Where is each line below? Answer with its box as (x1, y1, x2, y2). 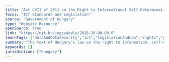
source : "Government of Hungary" (5, 16, 75, 21)
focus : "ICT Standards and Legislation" (5, 12, 92, 17)
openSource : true (5, 26, 42, 31)
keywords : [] (5, 44, 33, 49)
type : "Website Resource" (5, 21, 59, 26)
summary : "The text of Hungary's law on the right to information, (5, 40, 150, 45)
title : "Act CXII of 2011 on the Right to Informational (5, 7, 127, 12)
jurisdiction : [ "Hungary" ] (5, 49, 62, 54)
